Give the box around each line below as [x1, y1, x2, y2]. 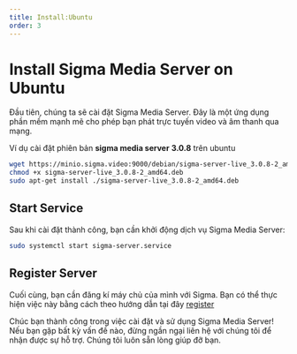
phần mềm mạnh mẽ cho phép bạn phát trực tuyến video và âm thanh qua [9, 117, 279, 127]
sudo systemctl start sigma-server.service [9, 241, 172, 250]
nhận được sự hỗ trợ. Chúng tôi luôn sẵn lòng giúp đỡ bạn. [9, 335, 221, 345]
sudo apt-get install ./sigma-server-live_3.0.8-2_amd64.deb [9, 177, 240, 185]
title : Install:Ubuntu [9, 12, 93, 22]
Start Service [9, 200, 84, 216]
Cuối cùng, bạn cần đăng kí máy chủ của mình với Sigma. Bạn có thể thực [9, 289, 278, 300]
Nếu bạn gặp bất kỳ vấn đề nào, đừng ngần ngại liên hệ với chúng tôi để [9, 325, 272, 335]
